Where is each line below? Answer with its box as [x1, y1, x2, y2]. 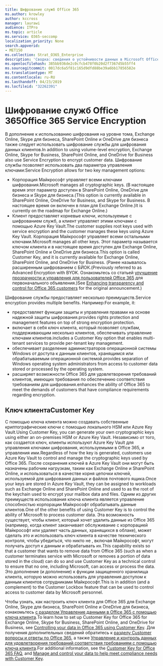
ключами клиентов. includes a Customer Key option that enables [12, 335, 142, 341]
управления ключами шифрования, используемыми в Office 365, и [5, 445, 145, 451]
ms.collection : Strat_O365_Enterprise [5, 52, 83, 57]
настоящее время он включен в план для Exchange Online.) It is [12, 203, 143, 209]
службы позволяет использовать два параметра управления [5, 162, 132, 168]
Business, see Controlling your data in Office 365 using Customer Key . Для [5, 625, 155, 631]
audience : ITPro [5, 25, 38, 30]
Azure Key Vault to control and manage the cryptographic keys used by [5, 455, 148, 461]
